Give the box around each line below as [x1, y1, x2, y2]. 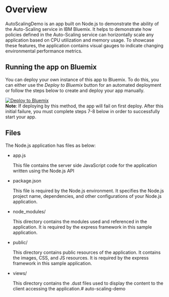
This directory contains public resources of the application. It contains [12, 249, 161, 255]
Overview [5, 4, 48, 15]
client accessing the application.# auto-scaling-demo [12, 285, 125, 291]
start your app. [5, 114, 37, 120]
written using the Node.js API [12, 168, 75, 174]
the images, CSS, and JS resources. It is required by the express [12, 254, 149, 261]
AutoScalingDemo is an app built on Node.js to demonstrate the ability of [5, 21, 159, 27]
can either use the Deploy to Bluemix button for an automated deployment [5, 82, 161, 88]
